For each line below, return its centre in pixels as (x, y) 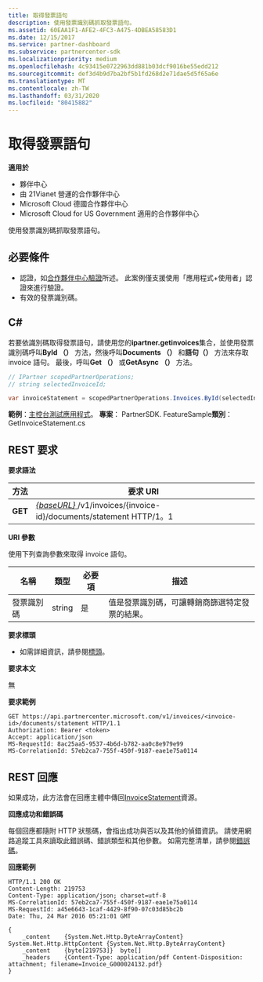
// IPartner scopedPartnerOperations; (71, 377)
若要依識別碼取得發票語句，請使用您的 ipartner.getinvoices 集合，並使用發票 (131, 342)
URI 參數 (22, 538)
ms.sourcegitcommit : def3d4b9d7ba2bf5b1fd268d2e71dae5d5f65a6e (113, 74)
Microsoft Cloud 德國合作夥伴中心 (74, 204)
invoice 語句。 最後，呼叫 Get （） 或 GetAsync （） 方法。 (103, 362)
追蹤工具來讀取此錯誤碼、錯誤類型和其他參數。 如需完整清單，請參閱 (125, 840)
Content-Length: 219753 (47, 889)
